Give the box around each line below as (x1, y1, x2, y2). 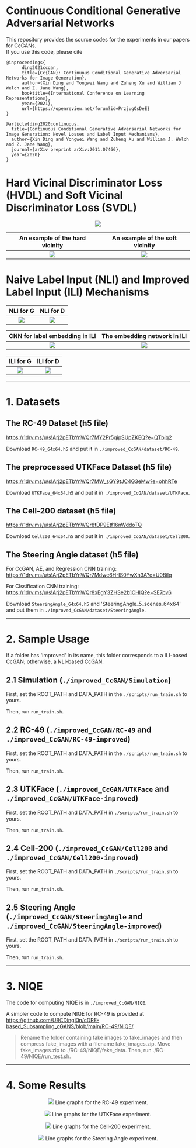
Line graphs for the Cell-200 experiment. (52, 1123, 151, 1130)
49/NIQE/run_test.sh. (20, 1053, 71, 1060)
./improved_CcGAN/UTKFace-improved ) (6, 794, 139, 804)
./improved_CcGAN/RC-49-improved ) (6, 734, 131, 744)
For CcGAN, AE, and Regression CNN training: (6, 566, 117, 573)
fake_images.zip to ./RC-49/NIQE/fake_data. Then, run (20, 1047, 152, 1054)
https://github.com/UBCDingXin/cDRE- (6, 1016, 100, 1024)
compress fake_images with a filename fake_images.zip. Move (20, 1040, 171, 1047)
